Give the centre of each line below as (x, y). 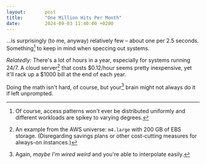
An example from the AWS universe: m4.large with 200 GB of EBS (98, 130)
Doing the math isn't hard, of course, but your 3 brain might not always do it (101, 86)
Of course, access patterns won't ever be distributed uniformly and (100, 111)
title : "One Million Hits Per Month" (64, 18)
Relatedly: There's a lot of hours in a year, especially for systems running (98, 60)
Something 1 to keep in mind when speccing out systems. (78, 48)
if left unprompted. (30, 94)
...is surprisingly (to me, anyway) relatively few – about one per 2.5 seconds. (103, 41)
